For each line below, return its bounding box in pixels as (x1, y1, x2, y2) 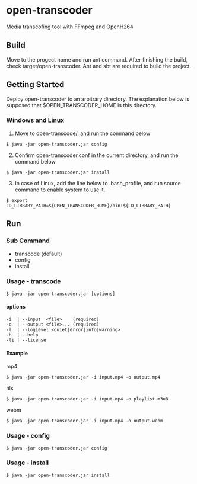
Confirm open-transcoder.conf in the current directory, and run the (14, 152, 179, 159)
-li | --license (6, 337, 46, 344)
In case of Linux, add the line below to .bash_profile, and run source (14, 180, 181, 187)
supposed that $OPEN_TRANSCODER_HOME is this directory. (6, 101, 157, 108)
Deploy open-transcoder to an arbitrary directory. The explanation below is (6, 95, 190, 102)
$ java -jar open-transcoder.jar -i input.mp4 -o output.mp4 (6, 374, 161, 380)
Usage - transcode (6, 277, 61, 286)
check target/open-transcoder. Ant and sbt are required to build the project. (6, 62, 192, 69)
